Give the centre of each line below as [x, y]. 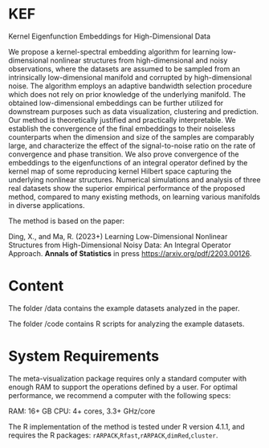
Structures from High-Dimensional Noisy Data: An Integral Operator [120, 245]
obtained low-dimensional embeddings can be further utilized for [116, 103]
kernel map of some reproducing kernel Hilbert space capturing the [120, 171]
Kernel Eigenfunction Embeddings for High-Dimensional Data [110, 36]
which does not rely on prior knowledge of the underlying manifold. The [127, 94]
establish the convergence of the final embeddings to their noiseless [122, 128]
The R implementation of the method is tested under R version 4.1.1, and [126, 426]
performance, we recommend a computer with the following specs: [120, 395]
